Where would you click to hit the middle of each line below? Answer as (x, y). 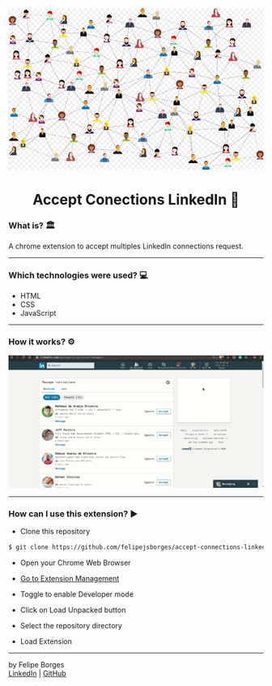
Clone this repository (55, 532)
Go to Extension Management (70, 579)
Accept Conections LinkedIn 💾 (136, 199)
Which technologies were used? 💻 (78, 275)
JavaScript (38, 313)
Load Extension (46, 641)
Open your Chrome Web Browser (75, 563)
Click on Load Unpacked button (73, 610)
